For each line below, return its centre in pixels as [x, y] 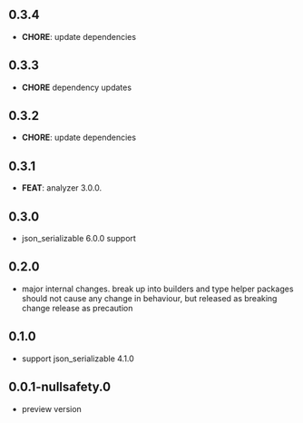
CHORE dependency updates [77, 87]
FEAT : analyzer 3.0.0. [61, 188]
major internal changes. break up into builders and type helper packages [157, 289]
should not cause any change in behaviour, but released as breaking [149, 298]
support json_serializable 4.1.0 [78, 359]
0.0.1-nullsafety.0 [59, 387]
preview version [52, 408]
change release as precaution [77, 308]
